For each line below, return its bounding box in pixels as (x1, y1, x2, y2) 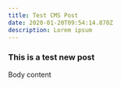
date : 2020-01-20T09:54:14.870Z (8, 19, 113, 27)
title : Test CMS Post (8, 11, 79, 20)
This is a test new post (8, 52, 95, 63)
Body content (8, 70, 52, 79)
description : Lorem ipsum (8, 26, 92, 34)
